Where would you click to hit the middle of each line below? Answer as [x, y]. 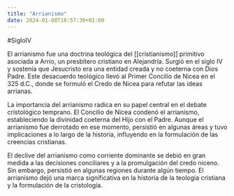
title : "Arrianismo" [37, 14]
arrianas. [20, 91]
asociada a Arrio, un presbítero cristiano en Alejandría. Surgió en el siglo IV [115, 61]
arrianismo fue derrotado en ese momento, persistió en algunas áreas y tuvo [117, 127]
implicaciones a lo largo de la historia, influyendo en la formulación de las [113, 134]
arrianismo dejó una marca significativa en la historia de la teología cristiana [116, 177]
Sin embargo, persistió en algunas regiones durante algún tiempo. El [105, 170]
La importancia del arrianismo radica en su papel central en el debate [107, 104]
